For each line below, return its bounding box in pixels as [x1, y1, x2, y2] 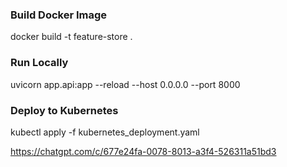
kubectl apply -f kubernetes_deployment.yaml [10, 126, 200, 138]
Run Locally [10, 56, 69, 70]
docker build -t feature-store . [10, 31, 133, 43]
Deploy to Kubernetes [10, 103, 119, 117]
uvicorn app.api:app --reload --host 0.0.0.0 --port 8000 [10, 78, 241, 90]
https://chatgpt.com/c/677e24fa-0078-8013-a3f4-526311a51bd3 [10, 145, 277, 157]
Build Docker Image [10, 8, 108, 22]
